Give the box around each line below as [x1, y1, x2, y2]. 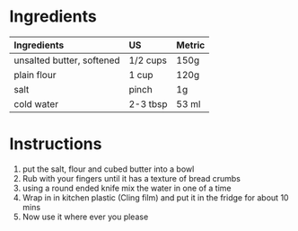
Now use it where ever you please [22, 211, 149, 222]
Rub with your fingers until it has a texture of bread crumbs [22, 173, 241, 183]
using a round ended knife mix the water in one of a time [22, 182, 232, 193]
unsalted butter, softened [13, 54, 120, 67]
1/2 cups [128, 54, 168, 67]
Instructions [9, 134, 102, 155]
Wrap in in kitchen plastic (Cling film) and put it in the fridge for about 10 [22, 191, 289, 203]
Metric [176, 39, 206, 51]
